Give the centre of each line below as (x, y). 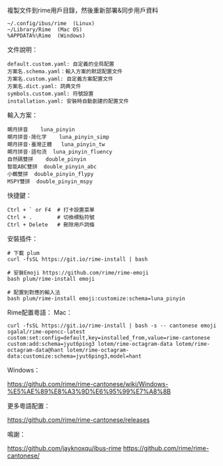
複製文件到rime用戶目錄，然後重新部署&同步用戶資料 (83, 10)
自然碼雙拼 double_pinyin (47, 159)
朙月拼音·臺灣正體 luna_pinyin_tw (56, 145)
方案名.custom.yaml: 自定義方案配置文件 (60, 79)
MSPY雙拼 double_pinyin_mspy (50, 182)
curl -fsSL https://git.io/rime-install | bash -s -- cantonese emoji (112, 326)
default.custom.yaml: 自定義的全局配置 (61, 64)
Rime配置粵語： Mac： (40, 312)
